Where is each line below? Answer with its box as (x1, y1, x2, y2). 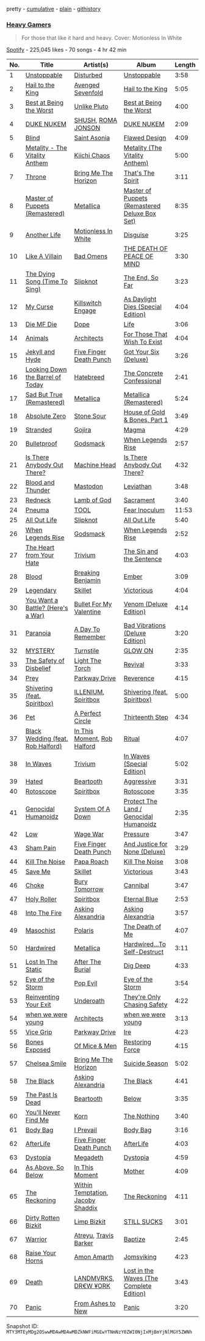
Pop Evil (74, 979, 98, 988)
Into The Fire (25, 909, 62, 917)
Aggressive (123, 777, 157, 786)
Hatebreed (74, 373, 105, 382)
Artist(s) (83, 61, 109, 69)
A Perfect (74, 709, 102, 718)
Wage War (74, 830, 104, 838)
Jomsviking (123, 1253, 157, 1262)
